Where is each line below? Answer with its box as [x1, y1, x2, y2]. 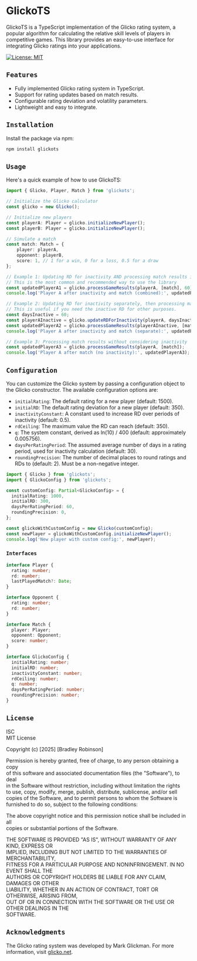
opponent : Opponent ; [11, 633, 62, 639]
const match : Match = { [6, 241, 64, 247]
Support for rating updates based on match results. [14, 91, 139, 98]
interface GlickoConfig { [6, 654, 69, 660]
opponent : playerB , [16, 253, 64, 258]
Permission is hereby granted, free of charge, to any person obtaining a [6, 757, 179, 764]
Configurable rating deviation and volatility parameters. [14, 97, 148, 104]
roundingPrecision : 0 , [11, 509, 67, 515]
